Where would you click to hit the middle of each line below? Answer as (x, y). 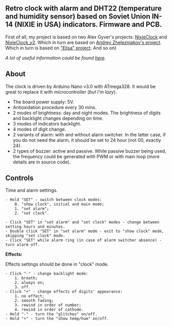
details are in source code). (42, 162)
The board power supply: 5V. (43, 102)
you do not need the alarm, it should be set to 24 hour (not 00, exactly (87, 140)
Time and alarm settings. (32, 190)
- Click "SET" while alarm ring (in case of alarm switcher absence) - (83, 240)
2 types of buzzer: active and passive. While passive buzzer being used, (89, 151)
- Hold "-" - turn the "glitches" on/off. (51, 314)
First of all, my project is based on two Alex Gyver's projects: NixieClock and (86, 37)
